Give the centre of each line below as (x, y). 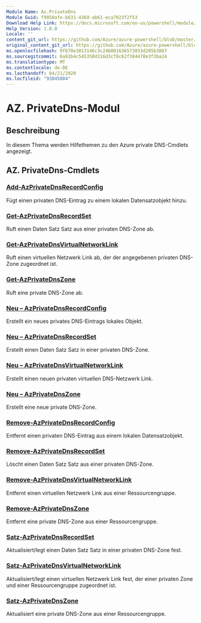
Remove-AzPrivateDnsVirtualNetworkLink (69, 480)
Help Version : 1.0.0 (32, 29)
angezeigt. (19, 151)
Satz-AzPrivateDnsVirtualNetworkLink (64, 566)
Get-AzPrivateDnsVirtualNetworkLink (62, 245)
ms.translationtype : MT (36, 62)
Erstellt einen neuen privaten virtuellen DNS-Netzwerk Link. (80, 378)
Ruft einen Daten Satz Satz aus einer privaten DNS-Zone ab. (80, 229)
